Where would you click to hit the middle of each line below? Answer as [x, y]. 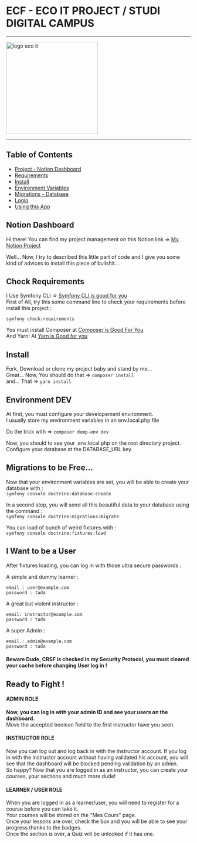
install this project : [29, 308]
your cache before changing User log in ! [57, 665]
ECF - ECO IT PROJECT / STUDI [83, 11]
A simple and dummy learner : [43, 577]
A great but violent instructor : [42, 604]
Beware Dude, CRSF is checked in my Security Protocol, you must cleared [98, 659]
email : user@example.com [38, 587]
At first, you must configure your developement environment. [80, 414]
